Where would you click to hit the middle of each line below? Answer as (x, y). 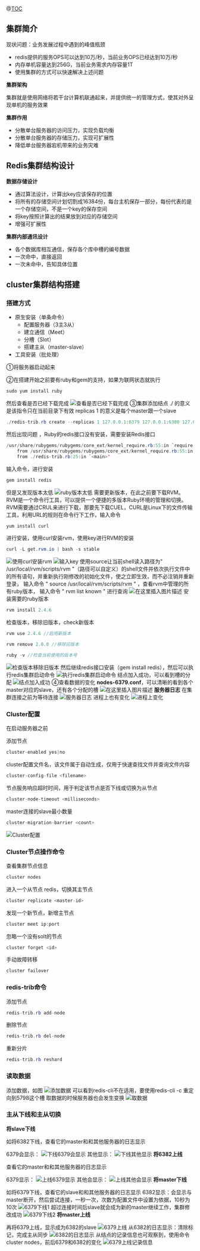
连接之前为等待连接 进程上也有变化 (70, 697)
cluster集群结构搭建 (43, 285)
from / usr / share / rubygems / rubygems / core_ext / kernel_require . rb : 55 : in (105, 451)
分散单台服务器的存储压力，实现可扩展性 (64, 137)
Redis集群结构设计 (40, 166)
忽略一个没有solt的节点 (34, 936)
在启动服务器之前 (27, 728)
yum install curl (28, 526)
